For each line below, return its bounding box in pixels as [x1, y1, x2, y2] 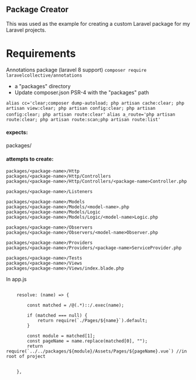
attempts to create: [6, 155, 54, 163]
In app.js [6, 276, 27, 283]
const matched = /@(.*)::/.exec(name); [27, 302, 125, 309]
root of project [6, 354, 46, 360]
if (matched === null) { [27, 313, 88, 319]
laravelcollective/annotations [6, 72, 82, 78]
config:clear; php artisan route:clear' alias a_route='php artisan [6, 111, 176, 118]
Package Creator [6, 5, 69, 15]
